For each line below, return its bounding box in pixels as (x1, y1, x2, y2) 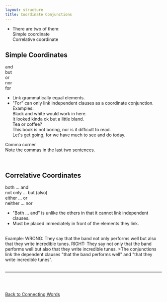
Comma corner (5, 142, 36, 148)
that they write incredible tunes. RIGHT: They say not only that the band (5, 241, 152, 247)
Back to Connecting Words (5, 292, 60, 298)
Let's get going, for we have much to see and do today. (12, 132, 126, 138)
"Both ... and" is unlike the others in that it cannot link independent (12, 210, 149, 216)
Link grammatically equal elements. (12, 95, 85, 101)
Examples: (12, 105, 34, 111)
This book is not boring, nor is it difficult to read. (12, 127, 111, 133)
